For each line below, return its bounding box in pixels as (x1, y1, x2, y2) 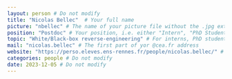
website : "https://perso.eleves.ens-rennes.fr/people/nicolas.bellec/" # (7, 49, 224, 56)
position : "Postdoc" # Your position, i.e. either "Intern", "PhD (7, 29, 202, 36)
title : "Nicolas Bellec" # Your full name (7, 16, 135, 23)
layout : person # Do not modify (7, 10, 100, 17)
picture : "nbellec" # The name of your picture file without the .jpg (7, 23, 215, 30)
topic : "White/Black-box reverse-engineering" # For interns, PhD (7, 36, 202, 43)
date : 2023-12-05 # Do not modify (7, 61, 107, 68)
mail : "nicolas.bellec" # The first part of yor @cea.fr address (7, 42, 199, 49)
